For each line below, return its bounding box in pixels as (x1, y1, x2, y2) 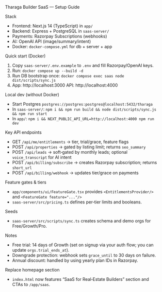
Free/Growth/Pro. (12, 223, 47, 229)
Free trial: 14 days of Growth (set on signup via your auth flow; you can (12, 242, 154, 248)
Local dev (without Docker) (5, 92, 60, 97)
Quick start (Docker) (5, 53, 46, 59)
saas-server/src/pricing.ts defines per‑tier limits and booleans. (12, 199, 142, 205)
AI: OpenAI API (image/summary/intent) (12, 38, 91, 44)
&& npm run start (12, 111, 48, 116)
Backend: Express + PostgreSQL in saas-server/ (12, 28, 109, 34)
